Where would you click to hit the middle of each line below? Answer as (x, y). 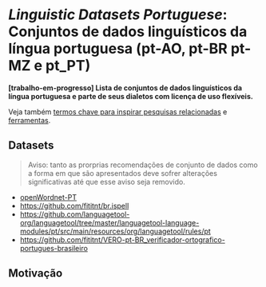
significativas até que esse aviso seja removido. (106, 181)
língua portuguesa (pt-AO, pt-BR (118, 49)
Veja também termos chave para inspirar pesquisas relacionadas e (118, 112)
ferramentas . (30, 120)
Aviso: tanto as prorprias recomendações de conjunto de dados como (143, 165)
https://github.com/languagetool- (75, 214)
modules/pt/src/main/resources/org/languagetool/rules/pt (115, 231)
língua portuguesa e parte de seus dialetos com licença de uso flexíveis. (131, 96)
